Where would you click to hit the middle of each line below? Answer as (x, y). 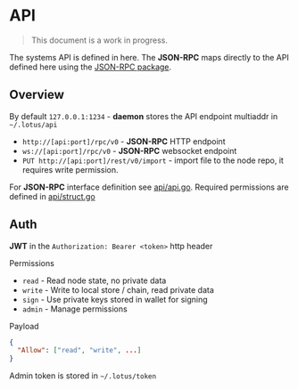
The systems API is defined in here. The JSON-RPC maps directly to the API (149, 57)
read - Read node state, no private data (94, 280)
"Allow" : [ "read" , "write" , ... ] (79, 351)
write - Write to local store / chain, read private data (118, 289)
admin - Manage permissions (74, 309)
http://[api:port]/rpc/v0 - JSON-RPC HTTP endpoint (124, 141)
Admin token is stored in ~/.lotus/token (83, 376)
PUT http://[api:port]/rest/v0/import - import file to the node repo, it (153, 160)
